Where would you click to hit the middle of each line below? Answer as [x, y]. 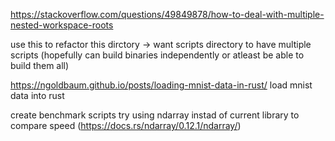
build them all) [40, 65]
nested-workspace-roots [62, 25]
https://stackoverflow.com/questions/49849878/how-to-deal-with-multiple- [167, 14]
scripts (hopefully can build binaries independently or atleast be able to [157, 55]
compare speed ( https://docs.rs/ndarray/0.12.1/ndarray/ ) [126, 125]
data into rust [37, 95]
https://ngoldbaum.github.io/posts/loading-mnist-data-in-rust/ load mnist [161, 85]
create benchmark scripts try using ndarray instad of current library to [155, 115]
